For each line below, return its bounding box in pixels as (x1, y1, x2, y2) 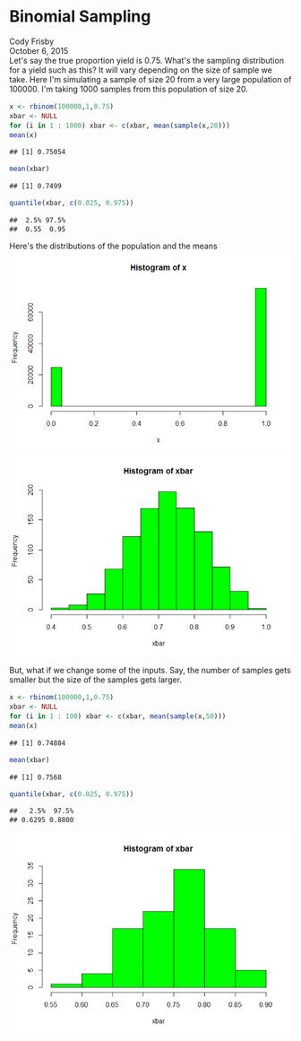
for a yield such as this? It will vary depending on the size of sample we (9, 65, 273, 75)
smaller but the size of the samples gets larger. (9, 674, 182, 685)
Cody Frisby (9, 36, 55, 47)
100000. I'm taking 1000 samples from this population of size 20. (9, 83, 249, 94)
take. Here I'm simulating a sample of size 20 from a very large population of (9, 74, 292, 84)
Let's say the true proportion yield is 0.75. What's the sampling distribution (9, 55, 285, 65)
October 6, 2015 (9, 45, 69, 56)
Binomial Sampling (9, 6, 151, 27)
